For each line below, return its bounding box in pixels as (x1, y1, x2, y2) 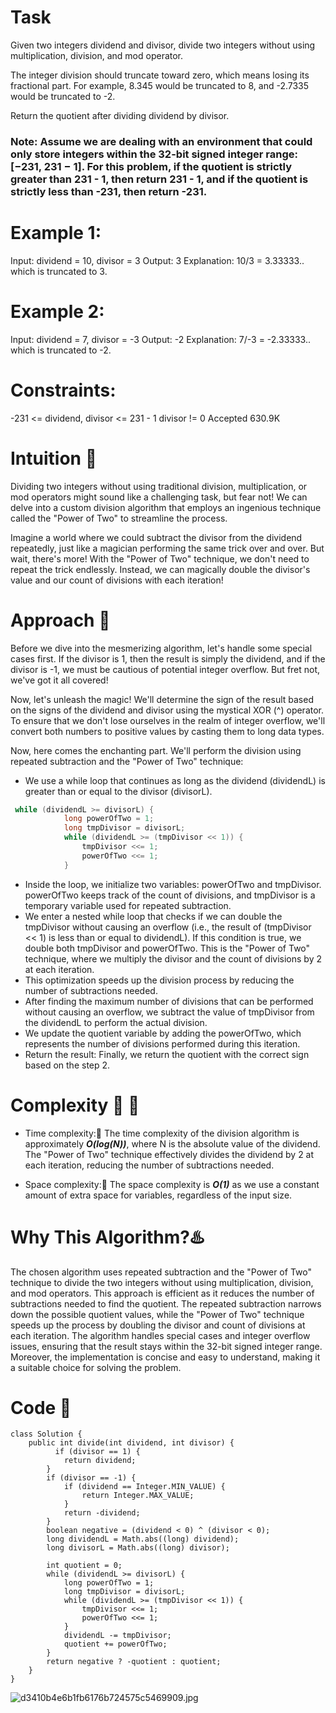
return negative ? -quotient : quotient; (46, 1657, 222, 1667)
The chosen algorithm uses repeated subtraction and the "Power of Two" (10, 1266, 312, 1278)
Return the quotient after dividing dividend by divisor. (10, 109, 230, 121)
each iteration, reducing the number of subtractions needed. (24, 1159, 275, 1171)
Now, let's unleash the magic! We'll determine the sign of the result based (10, 693, 314, 705)
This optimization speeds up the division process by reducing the (24, 974, 295, 986)
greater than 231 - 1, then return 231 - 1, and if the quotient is (10, 172, 309, 186)
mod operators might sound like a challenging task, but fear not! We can (10, 491, 308, 503)
